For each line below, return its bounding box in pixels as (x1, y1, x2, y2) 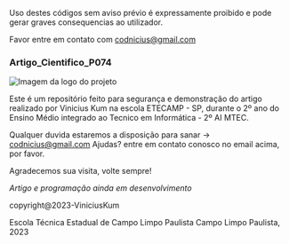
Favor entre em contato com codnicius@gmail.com (9, 35, 197, 44)
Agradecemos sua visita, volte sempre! (9, 166, 152, 177)
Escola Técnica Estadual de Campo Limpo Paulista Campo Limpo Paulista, (9, 217, 281, 228)
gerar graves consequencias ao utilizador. (9, 17, 163, 28)
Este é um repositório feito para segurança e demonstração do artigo (9, 93, 262, 105)
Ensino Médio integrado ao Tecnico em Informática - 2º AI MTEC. (9, 113, 249, 123)
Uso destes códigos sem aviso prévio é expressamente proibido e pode (9, 8, 272, 18)
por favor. (9, 148, 45, 159)
